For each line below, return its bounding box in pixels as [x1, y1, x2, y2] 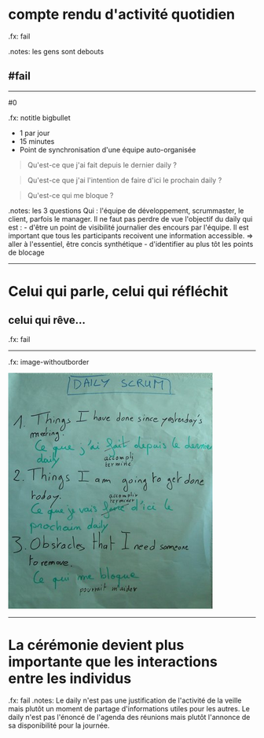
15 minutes [19, 136, 55, 146]
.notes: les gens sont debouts [8, 46, 104, 56]
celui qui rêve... [8, 314, 86, 327]
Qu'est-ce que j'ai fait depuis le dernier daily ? [27, 160, 177, 170]
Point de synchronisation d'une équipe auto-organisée [19, 145, 196, 154]
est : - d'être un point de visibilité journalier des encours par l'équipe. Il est [8, 222, 249, 232]
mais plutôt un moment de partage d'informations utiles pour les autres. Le [8, 703, 250, 713]
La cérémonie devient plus [8, 636, 185, 654]
